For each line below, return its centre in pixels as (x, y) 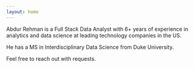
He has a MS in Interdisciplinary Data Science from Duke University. (90, 47)
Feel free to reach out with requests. (51, 58)
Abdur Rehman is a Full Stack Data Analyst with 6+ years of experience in (97, 29)
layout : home (23, 12)
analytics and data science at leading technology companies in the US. (94, 35)
